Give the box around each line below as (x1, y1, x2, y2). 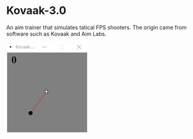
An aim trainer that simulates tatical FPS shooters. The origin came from (6, 24, 187, 31)
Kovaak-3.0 (6, 4, 67, 18)
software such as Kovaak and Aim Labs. (6, 30, 107, 37)
